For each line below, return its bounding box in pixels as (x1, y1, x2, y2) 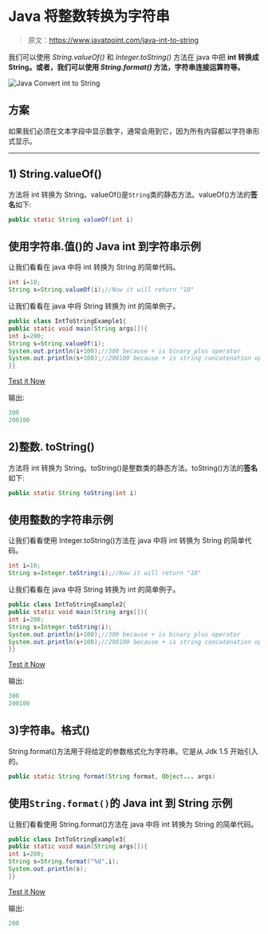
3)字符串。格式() (8, 724, 90, 737)
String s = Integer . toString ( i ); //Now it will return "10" (8, 569, 202, 577)
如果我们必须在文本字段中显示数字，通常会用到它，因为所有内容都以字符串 (8, 126, 253, 136)
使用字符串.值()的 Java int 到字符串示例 (8, 239, 201, 253)
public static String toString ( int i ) (8, 489, 137, 497)
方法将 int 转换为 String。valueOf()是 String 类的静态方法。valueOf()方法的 (8, 190, 251, 199)
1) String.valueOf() (8, 167, 102, 181)
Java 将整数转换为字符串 (8, 7, 170, 26)
